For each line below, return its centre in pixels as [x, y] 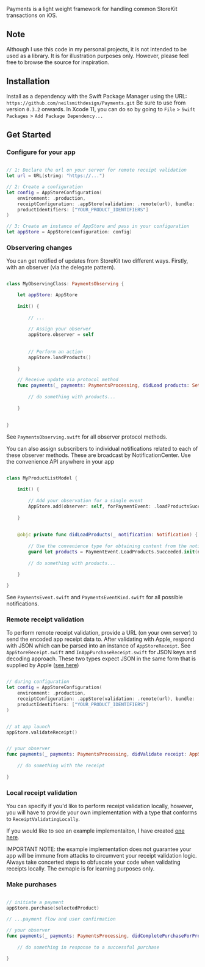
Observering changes [39, 247]
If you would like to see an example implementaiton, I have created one [95, 831]
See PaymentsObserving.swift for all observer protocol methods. [87, 437]
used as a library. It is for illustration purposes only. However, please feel [98, 56]
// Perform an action [56, 352]
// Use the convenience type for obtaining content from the [108, 546]
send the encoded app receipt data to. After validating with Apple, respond [100, 639]
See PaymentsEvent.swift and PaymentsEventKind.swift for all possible [95, 597]
